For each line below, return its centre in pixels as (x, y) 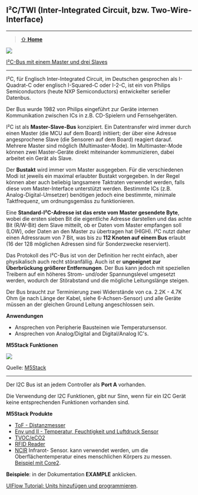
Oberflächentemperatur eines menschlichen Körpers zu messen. (93, 456)
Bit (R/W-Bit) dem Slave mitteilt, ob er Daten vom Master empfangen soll (94, 225)
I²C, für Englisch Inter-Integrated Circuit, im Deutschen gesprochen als (92, 79)
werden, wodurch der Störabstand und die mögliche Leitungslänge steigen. (98, 280)
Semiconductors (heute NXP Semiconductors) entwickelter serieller (88, 91)
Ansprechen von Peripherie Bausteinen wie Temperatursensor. (91, 327)
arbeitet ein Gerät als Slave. (40, 158)
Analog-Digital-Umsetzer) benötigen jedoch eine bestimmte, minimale (91, 194)
